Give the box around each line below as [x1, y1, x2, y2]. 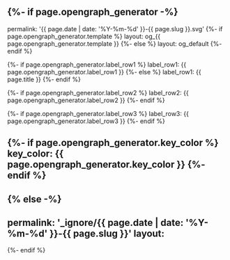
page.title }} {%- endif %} [7, 75, 82, 83]
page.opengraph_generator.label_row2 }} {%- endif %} [7, 96, 165, 104]
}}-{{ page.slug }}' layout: [49, 227, 165, 239]
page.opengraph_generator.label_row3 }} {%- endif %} [7, 117, 165, 125]
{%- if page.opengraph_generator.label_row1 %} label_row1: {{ [7, 60, 187, 69]
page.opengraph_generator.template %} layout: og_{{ [7, 32, 161, 40]
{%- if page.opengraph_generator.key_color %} [7, 137, 219, 149]
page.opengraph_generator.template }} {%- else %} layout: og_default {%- [7, 39, 222, 48]
